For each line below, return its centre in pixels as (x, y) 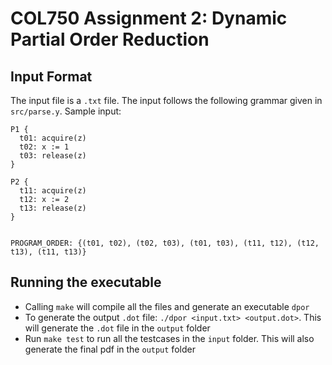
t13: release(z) (53, 208)
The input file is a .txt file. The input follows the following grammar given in (166, 100)
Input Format (51, 76)
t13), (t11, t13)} (48, 252)
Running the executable (86, 282)
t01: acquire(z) (53, 138)
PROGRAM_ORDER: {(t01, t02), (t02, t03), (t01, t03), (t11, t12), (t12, (165, 243)
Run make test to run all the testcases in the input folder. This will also (169, 338)
